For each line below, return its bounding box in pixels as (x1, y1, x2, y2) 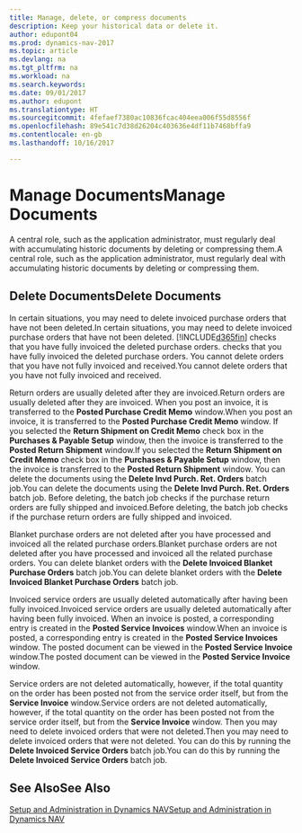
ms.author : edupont (9, 96, 83, 106)
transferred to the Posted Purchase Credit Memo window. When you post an (9, 406, 293, 417)
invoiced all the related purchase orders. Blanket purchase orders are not (9, 538, 278, 549)
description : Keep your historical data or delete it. (9, 22, 219, 31)
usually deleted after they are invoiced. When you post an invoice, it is (9, 396, 269, 407)
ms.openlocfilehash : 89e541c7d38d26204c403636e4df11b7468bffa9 (9, 122, 252, 131)
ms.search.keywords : (9, 80, 87, 89)
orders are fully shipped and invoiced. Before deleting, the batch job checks (9, 501, 289, 512)
